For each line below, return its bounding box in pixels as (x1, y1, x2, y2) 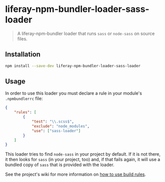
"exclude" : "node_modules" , (31, 123, 90, 129)
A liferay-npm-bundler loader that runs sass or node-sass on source (17, 30, 155, 36)
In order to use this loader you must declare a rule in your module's (5, 91, 142, 96)
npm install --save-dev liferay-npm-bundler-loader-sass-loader (5, 63, 141, 68)
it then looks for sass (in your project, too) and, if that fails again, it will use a (5, 157, 161, 163)
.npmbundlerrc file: (5, 95, 43, 101)
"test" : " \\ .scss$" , (31, 119, 74, 124)
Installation (5, 50, 41, 59)
